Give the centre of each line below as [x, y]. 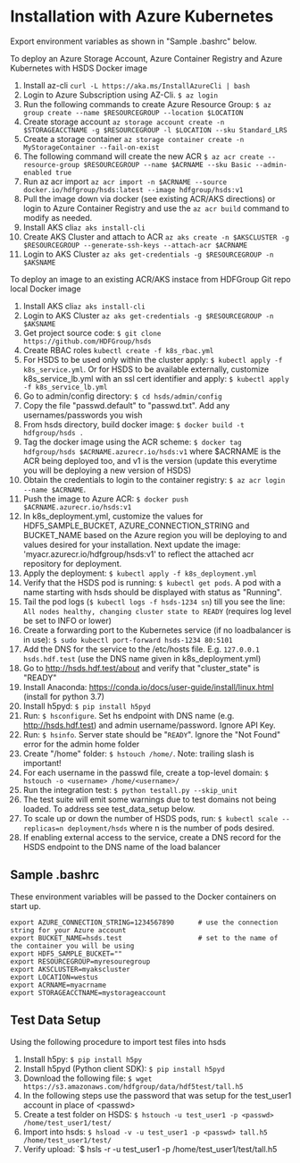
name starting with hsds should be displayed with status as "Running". [152, 592]
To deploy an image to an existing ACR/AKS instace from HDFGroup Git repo [150, 279]
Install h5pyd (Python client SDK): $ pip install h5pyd [124, 1068]
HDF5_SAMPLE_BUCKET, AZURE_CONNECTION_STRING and [136, 526]
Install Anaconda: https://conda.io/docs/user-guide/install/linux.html [149, 687]
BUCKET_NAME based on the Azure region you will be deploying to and [155, 535]
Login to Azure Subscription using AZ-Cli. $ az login [120, 95]
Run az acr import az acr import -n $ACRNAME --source [125, 181]
